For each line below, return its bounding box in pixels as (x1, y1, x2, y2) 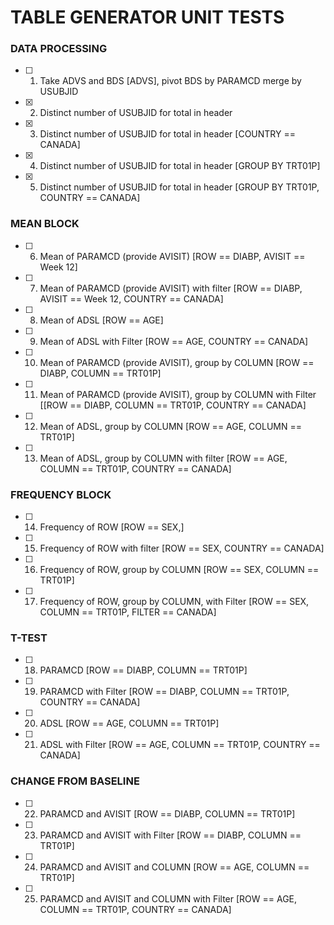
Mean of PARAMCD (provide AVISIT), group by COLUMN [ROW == (39, 356, 315, 368)
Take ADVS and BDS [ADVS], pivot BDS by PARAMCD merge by (39, 75, 302, 87)
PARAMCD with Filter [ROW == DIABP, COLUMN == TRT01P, (39, 686, 290, 698)
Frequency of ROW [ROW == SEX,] (39, 521, 185, 533)
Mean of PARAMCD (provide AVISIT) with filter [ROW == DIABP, (39, 282, 303, 294)
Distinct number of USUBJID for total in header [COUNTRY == (39, 128, 296, 140)
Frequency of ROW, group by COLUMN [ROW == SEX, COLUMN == (39, 564, 320, 576)
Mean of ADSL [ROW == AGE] (39, 314, 164, 326)
